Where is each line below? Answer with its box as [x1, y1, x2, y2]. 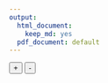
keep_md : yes [25, 29, 73, 38]
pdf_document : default [17, 37, 100, 47]
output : [9, 12, 38, 22]
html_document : [17, 21, 73, 30]
